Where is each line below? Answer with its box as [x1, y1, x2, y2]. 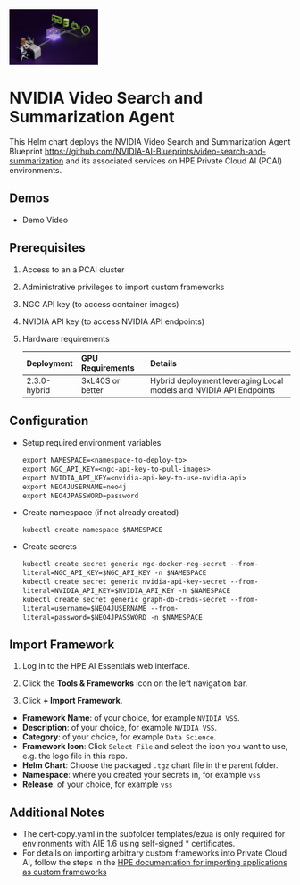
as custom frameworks [21, 866, 107, 878]
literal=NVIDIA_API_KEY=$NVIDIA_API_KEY [21, 586, 175, 595]
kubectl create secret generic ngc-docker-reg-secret [21, 559, 227, 568]
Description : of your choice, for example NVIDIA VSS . [21, 722, 217, 733]
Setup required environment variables [21, 437, 162, 447]
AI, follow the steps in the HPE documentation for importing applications [21, 857, 287, 868]
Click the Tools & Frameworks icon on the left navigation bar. [21, 678, 248, 689]
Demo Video [21, 214, 69, 225]
